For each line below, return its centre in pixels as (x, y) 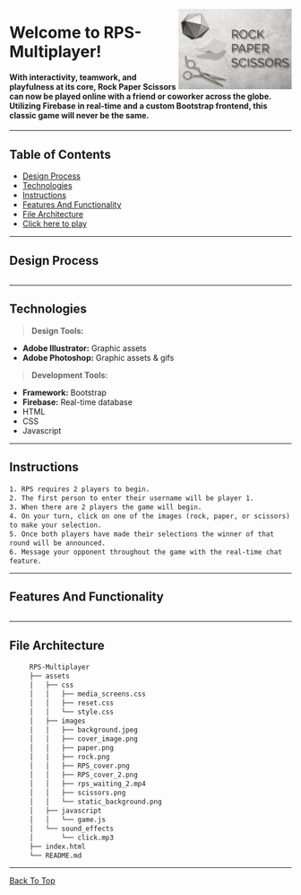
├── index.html (58, 847)
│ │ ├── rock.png (69, 757)
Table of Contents (60, 154)
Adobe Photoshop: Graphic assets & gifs (98, 357)
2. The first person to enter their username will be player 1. (132, 498)
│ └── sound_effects (72, 829)
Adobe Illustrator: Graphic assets (84, 348)
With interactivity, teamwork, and (73, 77)
